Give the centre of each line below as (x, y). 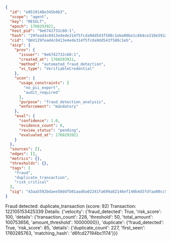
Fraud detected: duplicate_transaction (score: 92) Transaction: (71, 206)
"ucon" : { (25, 78)
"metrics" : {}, (26, 159)
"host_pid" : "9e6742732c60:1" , (43, 31)
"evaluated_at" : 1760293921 (49, 135)
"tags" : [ (20, 168)
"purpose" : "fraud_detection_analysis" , (62, 102)
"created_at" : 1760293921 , (47, 59)
